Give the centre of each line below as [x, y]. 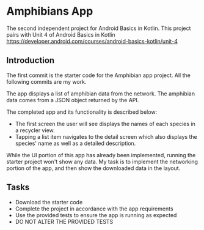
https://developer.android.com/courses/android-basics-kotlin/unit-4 [92, 41]
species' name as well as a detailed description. [75, 143]
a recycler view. [35, 130]
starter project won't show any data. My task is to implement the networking [102, 161]
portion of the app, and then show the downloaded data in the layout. [93, 168]
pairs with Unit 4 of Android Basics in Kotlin [61, 34]
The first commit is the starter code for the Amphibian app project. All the [98, 75]
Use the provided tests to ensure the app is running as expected [96, 215]
